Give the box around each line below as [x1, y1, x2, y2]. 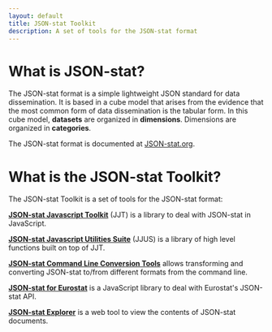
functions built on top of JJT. [8, 243, 106, 252]
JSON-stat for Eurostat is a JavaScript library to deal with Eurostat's [8, 283, 239, 293]
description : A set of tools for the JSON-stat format [8, 27, 198, 35]
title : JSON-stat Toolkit [8, 19, 96, 28]
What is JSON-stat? [8, 62, 145, 80]
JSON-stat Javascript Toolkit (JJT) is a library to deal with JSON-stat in [8, 210, 252, 220]
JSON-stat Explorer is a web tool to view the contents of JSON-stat [8, 308, 236, 317]
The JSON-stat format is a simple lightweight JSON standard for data [8, 88, 240, 98]
